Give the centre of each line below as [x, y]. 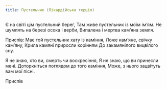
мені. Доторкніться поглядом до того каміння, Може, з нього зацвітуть [83, 66]
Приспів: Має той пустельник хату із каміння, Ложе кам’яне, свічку [79, 40]
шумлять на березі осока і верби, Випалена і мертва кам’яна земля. [80, 30]
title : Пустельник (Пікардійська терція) [50, 10]
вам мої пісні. [20, 71]
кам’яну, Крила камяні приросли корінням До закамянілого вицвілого [82, 45]
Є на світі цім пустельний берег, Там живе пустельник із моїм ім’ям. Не [83, 24]
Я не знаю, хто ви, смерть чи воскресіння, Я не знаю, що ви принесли [82, 60]
